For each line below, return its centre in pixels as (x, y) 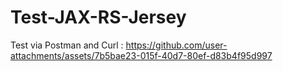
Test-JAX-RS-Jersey (98, 17)
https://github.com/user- (176, 45)
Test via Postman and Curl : (67, 45)
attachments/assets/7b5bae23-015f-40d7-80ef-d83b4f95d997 (141, 55)
